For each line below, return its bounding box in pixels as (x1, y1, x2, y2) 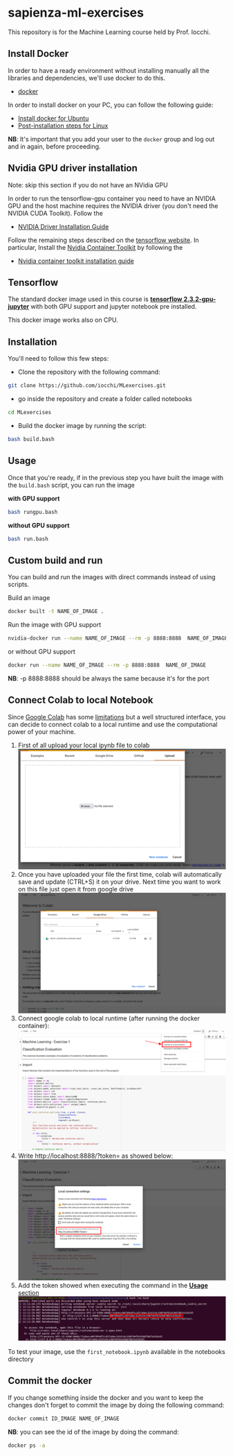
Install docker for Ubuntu (17, 114, 89, 122)
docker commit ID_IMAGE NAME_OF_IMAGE (8, 1415, 120, 1422)
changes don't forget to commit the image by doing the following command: (8, 1401, 225, 1409)
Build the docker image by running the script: (17, 421, 147, 429)
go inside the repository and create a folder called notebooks (17, 395, 192, 403)
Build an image (8, 594, 50, 602)
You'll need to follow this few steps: (8, 354, 109, 363)
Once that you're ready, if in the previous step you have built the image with (8, 473, 224, 481)
